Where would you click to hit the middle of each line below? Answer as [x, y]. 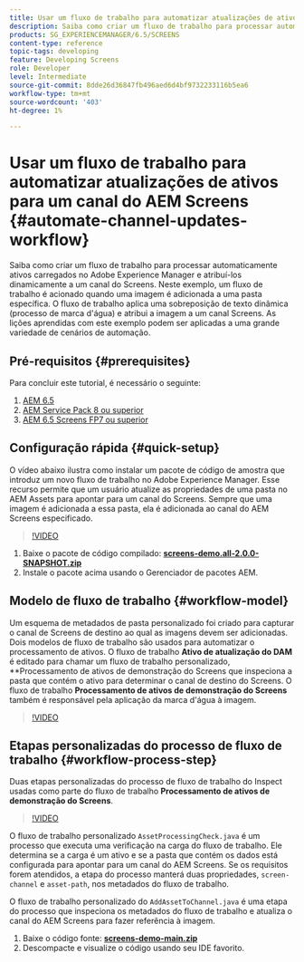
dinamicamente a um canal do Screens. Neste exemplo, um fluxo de [136, 284]
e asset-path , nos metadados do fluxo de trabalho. [134, 884]
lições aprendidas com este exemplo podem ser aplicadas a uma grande [145, 323]
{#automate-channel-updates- [128, 221]
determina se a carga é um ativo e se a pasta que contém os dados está [144, 855]
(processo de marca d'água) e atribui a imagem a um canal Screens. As [143, 313]
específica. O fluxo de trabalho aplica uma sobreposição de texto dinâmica [149, 303]
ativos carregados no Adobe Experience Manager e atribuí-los [126, 275]
